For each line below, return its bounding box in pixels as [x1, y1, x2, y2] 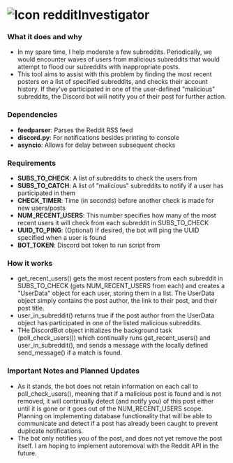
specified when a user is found [17, 234, 107, 242]
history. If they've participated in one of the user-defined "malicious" [17, 85, 216, 94]
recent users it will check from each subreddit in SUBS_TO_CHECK [17, 219, 209, 227]
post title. [17, 304, 45, 313]
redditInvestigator [43, 7, 150, 23]
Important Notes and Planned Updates [7, 366, 140, 376]
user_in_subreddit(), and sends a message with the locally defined [17, 341, 208, 350]
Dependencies [7, 110, 58, 120]
